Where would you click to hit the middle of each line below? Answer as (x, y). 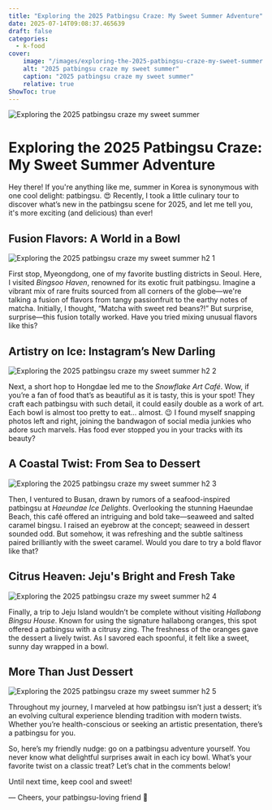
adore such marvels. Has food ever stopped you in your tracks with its (126, 429)
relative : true (49, 84)
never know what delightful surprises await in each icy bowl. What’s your (130, 757)
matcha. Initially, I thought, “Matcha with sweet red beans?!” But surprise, (131, 309)
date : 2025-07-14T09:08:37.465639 (67, 24)
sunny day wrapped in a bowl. (59, 646)
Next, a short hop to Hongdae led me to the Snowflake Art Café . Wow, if (129, 386)
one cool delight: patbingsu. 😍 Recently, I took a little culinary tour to (124, 196)
